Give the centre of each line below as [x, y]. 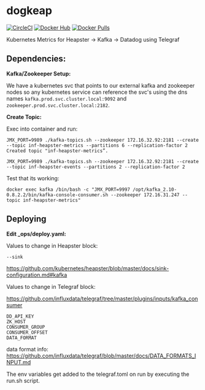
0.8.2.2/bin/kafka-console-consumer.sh [57, 195]
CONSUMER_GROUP [26, 327]
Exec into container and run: [42, 129]
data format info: [28, 349]
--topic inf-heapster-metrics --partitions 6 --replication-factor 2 [97, 145]
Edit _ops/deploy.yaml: [36, 234]
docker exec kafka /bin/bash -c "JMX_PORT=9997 [68, 189]
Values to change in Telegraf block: [51, 286]
